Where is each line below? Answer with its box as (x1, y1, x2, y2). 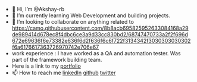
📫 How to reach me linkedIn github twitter (11, 69, 116, 76)
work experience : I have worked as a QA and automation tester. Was (11, 50, 181, 56)
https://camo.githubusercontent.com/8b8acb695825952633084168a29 (11, 24, 189, 31)
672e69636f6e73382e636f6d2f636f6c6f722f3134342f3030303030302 (11, 37, 191, 44)
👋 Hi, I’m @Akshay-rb (11, 6, 65, 12)
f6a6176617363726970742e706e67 (11, 43, 99, 51)
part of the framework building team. (11, 56, 102, 63)
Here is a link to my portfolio (11, 62, 82, 70)
